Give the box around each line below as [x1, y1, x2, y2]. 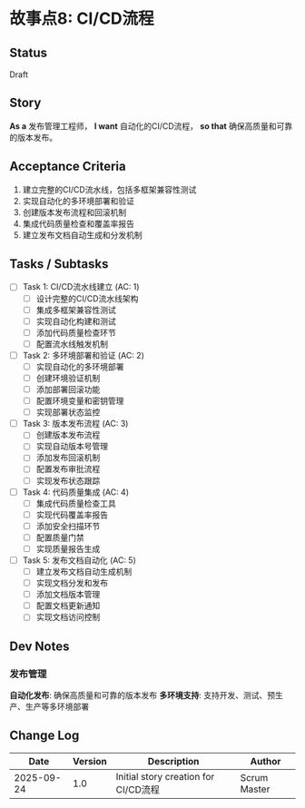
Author [250, 754, 281, 767]
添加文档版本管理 [35, 589, 101, 600]
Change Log [9, 728, 80, 744]
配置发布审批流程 [35, 464, 101, 475]
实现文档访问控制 [35, 612, 101, 623]
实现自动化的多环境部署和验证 [22, 195, 134, 206]
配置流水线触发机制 [35, 338, 109, 350]
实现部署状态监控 [35, 407, 101, 418]
